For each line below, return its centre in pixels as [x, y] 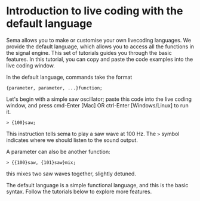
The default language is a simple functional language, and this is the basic [97, 185]
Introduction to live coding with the [95, 11]
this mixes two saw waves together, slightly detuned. [71, 174]
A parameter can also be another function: [58, 151]
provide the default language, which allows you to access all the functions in [100, 47]
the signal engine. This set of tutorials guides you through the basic [89, 52]
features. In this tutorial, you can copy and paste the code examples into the [100, 59]
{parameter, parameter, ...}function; [54, 88]
